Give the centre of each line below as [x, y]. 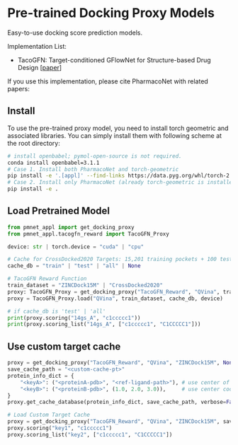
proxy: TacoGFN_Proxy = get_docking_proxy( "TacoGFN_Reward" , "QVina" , [114, 291]
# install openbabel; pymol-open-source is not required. [95, 156]
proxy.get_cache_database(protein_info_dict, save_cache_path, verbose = [117, 402]
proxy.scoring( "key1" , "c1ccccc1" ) [60, 428]
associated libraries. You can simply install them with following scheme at [114, 135]
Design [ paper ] [40, 67]
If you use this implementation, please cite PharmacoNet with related [108, 81]
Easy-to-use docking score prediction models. [75, 33]
